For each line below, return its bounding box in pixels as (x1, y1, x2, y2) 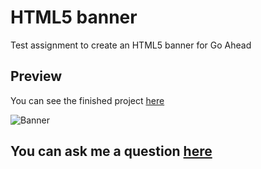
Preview (10, 68, 63, 85)
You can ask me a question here (10, 143, 213, 160)
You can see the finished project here (10, 94, 165, 106)
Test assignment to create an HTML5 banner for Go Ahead (10, 39, 252, 51)
